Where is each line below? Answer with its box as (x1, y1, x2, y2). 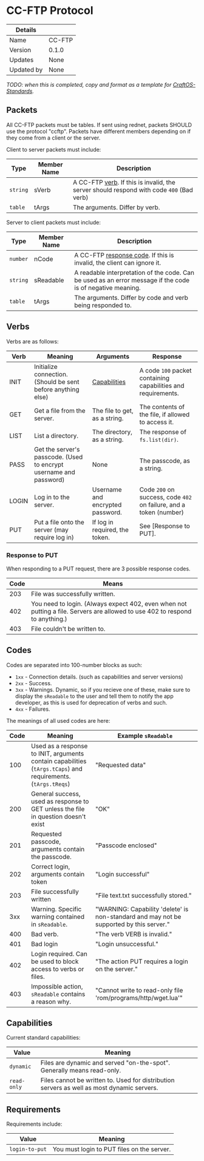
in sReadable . (31, 920, 68, 929)
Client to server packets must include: (6, 146, 101, 153)
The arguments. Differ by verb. (72, 203, 160, 211)
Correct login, (31, 862, 70, 871)
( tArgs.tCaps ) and (31, 764, 83, 773)
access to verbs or (31, 964, 84, 973)
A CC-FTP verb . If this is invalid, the (72, 178, 176, 186)
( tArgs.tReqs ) (31, 779, 70, 788)
